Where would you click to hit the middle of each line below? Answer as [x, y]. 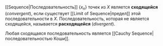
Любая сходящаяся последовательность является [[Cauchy [68, 33]
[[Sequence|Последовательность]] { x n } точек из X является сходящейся [81, 8]
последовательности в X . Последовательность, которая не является [77, 19]
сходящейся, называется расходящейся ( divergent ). [60, 23]
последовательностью [29, 38]
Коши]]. [61, 38]
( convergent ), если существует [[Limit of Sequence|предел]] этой [73, 13]
